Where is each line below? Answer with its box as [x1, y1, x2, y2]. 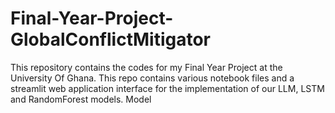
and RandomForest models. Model [10, 93, 152, 105]
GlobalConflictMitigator [10, 28, 211, 51]
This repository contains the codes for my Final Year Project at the [10, 61, 283, 73]
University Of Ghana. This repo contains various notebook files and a [10, 72, 295, 84]
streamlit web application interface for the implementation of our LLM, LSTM [10, 82, 325, 94]
